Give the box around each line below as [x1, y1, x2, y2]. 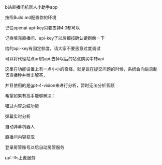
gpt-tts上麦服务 [5, 155, 36, 160]
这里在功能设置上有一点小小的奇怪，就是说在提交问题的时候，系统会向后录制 [5, 66, 158, 72]
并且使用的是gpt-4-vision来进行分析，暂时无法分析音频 [5, 82, 115, 88]
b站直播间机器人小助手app [5, 4, 58, 10]
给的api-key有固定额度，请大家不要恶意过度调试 [5, 46, 101, 51]
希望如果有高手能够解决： [5, 93, 56, 99]
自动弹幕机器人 [5, 124, 35, 130]
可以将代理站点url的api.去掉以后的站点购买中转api [5, 56, 104, 62]
